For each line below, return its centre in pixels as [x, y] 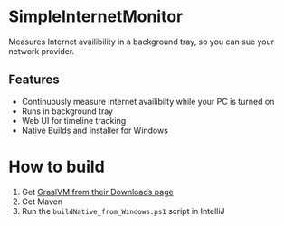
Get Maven [42, 202]
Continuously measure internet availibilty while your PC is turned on [148, 101]
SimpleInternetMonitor [96, 17]
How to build [57, 167]
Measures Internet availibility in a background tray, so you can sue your [142, 42]
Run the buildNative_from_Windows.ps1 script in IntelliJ [123, 211]
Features [34, 80]
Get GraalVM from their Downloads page [97, 192]
